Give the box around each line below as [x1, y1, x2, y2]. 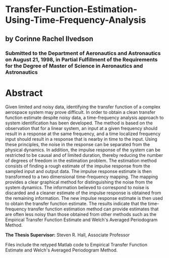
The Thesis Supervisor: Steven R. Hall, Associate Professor [5, 232, 130, 238]
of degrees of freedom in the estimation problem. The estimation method [5, 158, 157, 164]
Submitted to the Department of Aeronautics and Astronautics [5, 50, 161, 57]
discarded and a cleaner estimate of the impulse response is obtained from [5, 190, 161, 196]
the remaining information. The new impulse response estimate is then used [5, 195, 163, 201]
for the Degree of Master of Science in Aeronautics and [5, 62, 143, 69]
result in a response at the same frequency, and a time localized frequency [5, 131, 161, 137]
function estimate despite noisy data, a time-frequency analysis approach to [5, 115, 164, 121]
